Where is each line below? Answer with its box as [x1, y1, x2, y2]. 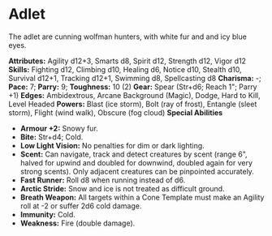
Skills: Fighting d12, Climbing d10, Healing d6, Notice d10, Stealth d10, [8, 64, 242, 74]
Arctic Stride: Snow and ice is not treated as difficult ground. [19, 183, 225, 193]
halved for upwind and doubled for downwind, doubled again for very [19, 157, 253, 167]
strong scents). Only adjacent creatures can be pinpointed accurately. [19, 166, 254, 176]
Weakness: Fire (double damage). [19, 218, 136, 228]
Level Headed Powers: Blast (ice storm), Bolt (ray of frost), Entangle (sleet [8, 99, 257, 109]
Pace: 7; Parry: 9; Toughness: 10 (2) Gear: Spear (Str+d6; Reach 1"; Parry [8, 82, 257, 92]
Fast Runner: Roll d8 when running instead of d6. [19, 175, 186, 185]
